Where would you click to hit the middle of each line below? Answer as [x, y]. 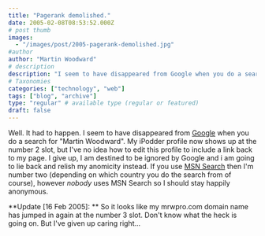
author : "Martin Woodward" [52, 60]
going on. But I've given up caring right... [75, 223]
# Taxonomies [30, 81]
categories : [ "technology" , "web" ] [67, 88]
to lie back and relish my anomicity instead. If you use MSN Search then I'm [131, 166]
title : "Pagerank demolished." [60, 15]
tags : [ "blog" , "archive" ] [52, 96]
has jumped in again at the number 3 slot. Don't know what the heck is [123, 215]
